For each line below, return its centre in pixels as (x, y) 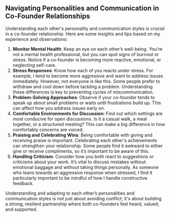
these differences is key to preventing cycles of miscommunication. (83, 92)
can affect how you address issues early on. (59, 108)
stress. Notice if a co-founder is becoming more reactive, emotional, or (87, 60)
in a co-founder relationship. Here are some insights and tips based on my (83, 34)
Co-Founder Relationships (48, 16)
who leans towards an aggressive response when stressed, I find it (82, 172)
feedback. (23, 183)
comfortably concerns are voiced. (48, 129)
